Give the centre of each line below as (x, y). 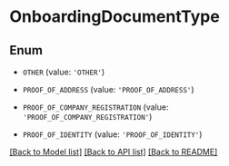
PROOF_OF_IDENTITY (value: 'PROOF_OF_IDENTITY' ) (112, 134)
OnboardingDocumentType (114, 17)
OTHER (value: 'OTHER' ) (64, 72)
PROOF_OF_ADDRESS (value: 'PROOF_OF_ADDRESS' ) (108, 89)
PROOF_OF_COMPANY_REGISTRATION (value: (95, 107)
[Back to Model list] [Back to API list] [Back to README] (114, 152)
